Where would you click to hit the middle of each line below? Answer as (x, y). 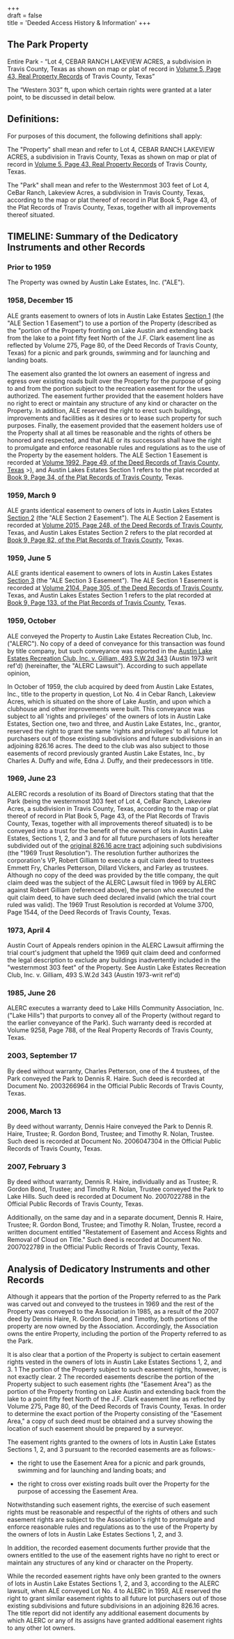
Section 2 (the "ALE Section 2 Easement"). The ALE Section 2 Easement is (114, 518)
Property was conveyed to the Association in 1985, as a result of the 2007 (113, 1312)
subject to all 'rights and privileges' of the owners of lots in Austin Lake (109, 716)
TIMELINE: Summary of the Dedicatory (93, 236)
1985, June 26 (32, 993)
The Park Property (48, 45)
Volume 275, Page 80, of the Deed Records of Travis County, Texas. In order (117, 1406)
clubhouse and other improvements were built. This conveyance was (106, 708)
